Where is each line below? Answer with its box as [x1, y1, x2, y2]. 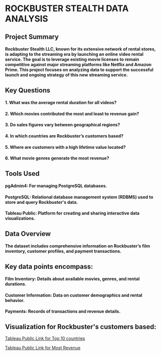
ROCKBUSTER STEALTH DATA [5, 3, 129, 14]
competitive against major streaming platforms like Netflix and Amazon [5, 62, 152, 68]
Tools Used [5, 169, 40, 177]
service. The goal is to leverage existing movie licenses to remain [5, 56, 140, 62]
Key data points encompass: [5, 262, 93, 270]
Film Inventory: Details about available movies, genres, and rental [5, 276, 140, 282]
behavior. [5, 297, 25, 303]
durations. [5, 281, 27, 287]
